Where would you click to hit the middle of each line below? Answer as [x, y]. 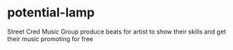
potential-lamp [51, 13]
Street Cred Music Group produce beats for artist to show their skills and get [116, 32]
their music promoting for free [50, 38]
